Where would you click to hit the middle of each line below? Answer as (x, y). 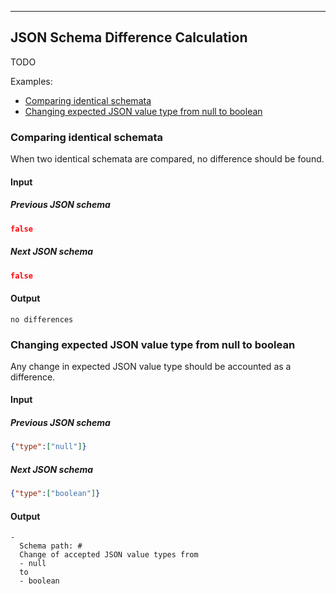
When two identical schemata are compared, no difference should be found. (167, 159)
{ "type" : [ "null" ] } (48, 447)
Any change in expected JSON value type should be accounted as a (151, 366)
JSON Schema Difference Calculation (129, 37)
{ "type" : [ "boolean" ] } (55, 494)
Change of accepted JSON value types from (109, 555)
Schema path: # (51, 546)
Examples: (31, 81)
